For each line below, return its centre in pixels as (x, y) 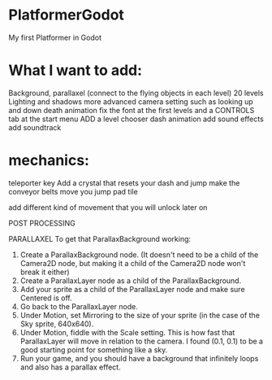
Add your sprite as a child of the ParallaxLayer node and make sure (132, 289)
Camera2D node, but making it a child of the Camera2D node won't (133, 263)
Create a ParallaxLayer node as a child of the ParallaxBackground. (131, 280)
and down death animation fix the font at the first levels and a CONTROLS (132, 110)
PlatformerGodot (66, 15)
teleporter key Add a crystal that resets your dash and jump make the (124, 183)
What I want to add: (76, 70)
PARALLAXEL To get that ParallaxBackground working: (100, 238)
